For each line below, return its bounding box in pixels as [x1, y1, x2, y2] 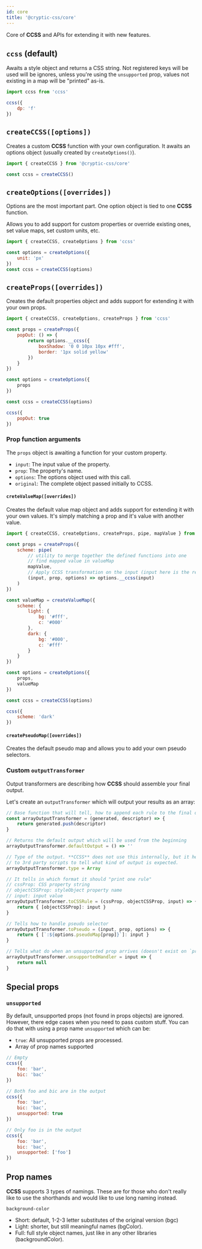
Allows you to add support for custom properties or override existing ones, [6, 221, 191, 228]
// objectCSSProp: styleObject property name [6, 888, 122, 894]
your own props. [6, 304, 47, 311]
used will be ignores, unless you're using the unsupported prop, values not [6, 71, 189, 78]
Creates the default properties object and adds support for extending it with [6, 297, 194, 305]
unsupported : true [17, 1111, 63, 1117]
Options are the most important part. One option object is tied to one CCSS [6, 203, 192, 210]
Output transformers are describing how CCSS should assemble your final [6, 780, 191, 787]
